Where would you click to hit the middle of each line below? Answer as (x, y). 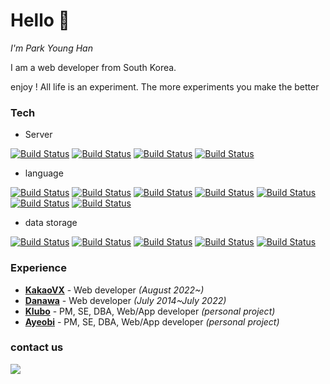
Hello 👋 (40, 20)
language (44, 173)
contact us (37, 347)
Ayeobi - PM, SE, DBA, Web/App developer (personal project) (152, 321)
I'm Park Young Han (51, 48)
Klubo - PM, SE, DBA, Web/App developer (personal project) (150, 311)
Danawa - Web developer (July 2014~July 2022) (125, 300)
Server (38, 135)
